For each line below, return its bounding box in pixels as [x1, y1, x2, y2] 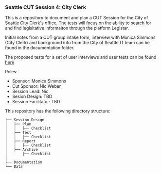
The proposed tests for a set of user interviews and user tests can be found [5, 54, 157, 60]
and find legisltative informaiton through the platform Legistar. [5, 25, 129, 31]
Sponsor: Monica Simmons [12, 78, 67, 84]
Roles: [5, 69, 18, 75]
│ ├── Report [5, 139, 36, 144]
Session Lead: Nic [12, 89, 49, 94]
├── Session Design [5, 118, 45, 123]
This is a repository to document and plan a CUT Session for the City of [5, 15, 148, 21]
